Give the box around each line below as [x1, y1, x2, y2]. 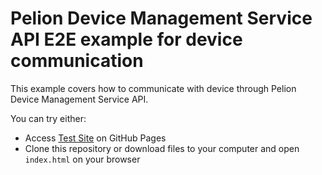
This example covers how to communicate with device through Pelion [10, 82, 297, 94]
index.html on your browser [24, 153, 141, 165]
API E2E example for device [10, 28, 243, 51]
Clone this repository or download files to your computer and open [24, 142, 300, 154]
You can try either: [10, 112, 87, 124]
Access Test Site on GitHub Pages [24, 132, 167, 144]
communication [10, 50, 144, 72]
